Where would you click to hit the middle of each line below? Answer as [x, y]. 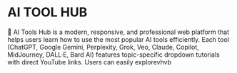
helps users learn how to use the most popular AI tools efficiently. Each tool [118, 39]
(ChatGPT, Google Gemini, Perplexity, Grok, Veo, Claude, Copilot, [104, 47]
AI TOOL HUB [47, 12]
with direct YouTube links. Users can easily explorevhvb [90, 62]
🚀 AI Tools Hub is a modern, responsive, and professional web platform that [118, 32]
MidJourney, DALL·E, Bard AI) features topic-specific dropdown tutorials [114, 55]
